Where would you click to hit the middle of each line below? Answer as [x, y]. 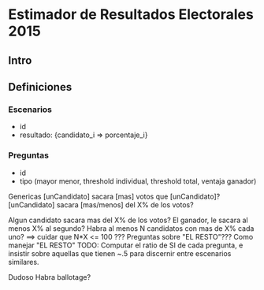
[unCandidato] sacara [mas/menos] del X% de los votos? [101, 204]
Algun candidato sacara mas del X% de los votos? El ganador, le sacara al [128, 220]
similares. [24, 262]
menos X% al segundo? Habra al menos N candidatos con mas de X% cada [131, 228]
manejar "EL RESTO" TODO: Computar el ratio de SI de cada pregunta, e [126, 245]
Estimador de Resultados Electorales [131, 15]
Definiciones [40, 87]
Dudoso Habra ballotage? [50, 277]
